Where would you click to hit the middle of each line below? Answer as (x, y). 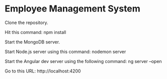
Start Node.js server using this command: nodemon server (65, 51)
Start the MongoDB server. (32, 42)
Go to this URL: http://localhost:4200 (43, 71)
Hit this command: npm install (35, 32)
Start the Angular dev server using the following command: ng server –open (83, 61)
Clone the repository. (26, 22)
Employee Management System (72, 9)
